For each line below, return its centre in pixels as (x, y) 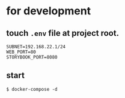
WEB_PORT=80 (21, 52)
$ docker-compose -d (32, 89)
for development (49, 11)
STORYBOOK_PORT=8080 (32, 57)
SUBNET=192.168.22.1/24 (36, 47)
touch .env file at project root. (62, 33)
